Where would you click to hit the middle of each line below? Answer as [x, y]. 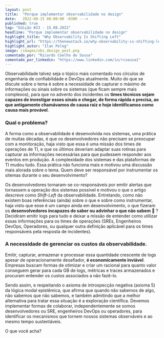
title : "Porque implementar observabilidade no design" [64, 14]
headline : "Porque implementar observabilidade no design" [66, 32]
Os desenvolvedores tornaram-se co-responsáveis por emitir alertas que [78, 185]
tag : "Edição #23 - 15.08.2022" [38, 28]
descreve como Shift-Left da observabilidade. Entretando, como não [74, 195]
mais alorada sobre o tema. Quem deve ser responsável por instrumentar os [82, 170]
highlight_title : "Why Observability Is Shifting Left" [63, 37]
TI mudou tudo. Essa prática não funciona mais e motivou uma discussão [79, 165]
